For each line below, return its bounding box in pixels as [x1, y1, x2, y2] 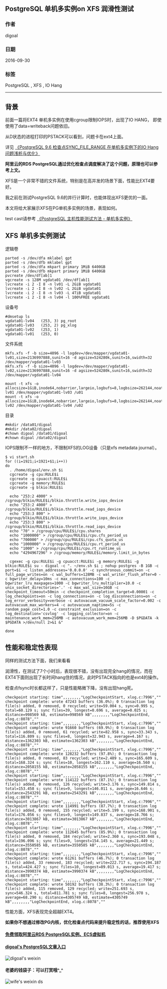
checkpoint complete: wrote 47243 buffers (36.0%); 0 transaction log [5, 699, 155, 704]
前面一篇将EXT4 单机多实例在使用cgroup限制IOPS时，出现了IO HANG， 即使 [5, 117, 162, 123]
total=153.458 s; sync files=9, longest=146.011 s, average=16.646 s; [5, 786, 155, 791]
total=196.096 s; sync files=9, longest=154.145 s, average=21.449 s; [5, 838, 155, 843]
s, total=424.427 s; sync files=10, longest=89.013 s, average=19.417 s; [5, 864, 162, 869]
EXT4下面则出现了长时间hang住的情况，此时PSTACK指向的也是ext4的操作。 [5, 674, 162, 680]
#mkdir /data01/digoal [5, 422, 52, 427]
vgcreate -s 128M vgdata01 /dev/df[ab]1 [5, 277, 90, 282]
